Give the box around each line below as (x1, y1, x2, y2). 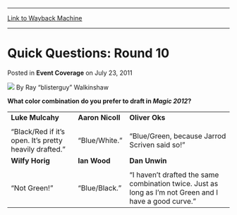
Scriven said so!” (129, 140, 186, 149)
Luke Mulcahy (11, 112, 60, 122)
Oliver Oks (129, 112, 166, 122)
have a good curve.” (129, 196, 196, 206)
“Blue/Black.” (77, 183, 122, 192)
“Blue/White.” (77, 135, 123, 145)
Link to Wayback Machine (7, 14, 83, 22)
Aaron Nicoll (77, 112, 121, 122)
